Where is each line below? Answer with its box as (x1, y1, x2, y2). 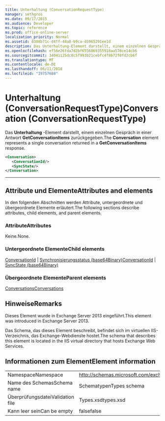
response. (5, 145, 26, 151)
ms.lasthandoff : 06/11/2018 (5, 67, 63, 72)
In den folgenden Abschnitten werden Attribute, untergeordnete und (5, 199, 143, 205)
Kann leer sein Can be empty (7, 407, 73, 414)
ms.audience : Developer (5, 21, 54, 26)
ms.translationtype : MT (5, 57, 54, 62)
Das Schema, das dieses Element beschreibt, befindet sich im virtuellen (5, 327, 150, 333)
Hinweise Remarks (5, 300, 62, 308)
